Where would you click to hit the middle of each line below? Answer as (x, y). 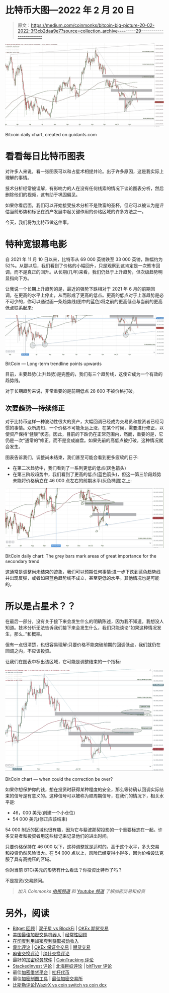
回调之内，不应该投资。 (29, 651)
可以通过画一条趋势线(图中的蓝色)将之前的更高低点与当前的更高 (97, 302)
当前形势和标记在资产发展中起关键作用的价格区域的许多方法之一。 (78, 212)
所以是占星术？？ (41, 607)
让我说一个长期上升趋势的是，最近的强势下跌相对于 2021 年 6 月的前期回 (80, 289)
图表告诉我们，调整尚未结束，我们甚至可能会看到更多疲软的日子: (72, 457)
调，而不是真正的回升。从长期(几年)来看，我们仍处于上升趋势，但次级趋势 (82, 272)
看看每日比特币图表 (45, 157)
